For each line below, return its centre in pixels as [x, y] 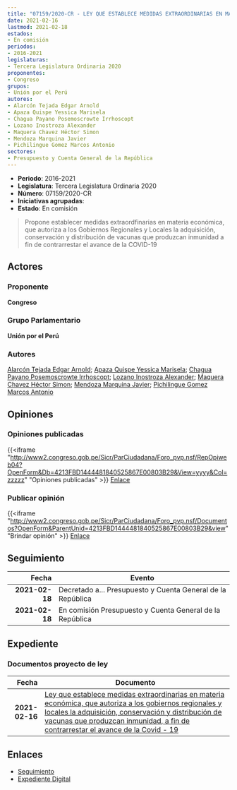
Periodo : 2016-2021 [46, 178]
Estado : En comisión [47, 208]
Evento [142, 577]
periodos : [22, 47]
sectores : [22, 152]
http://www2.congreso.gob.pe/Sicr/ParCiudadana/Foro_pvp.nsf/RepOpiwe [119, 457]
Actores [25, 267]
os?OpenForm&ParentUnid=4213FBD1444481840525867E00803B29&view [116, 528]
